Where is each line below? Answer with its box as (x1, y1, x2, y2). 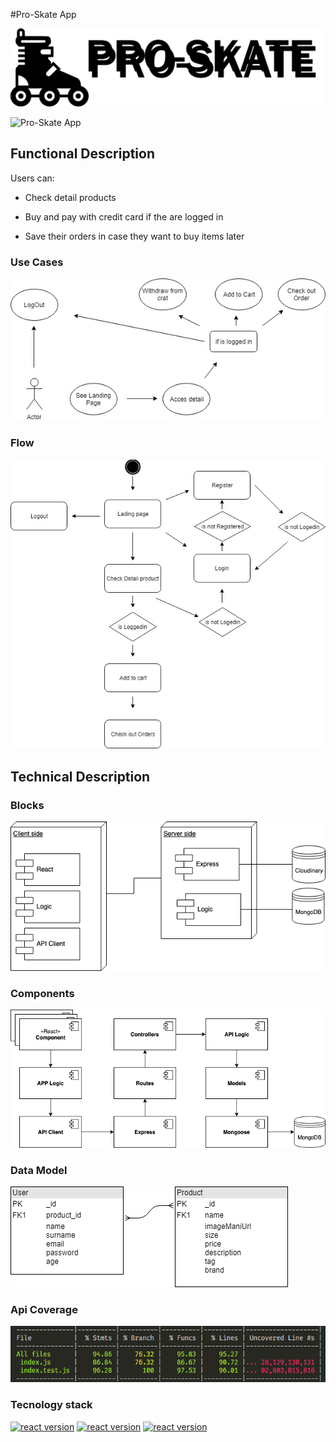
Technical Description (10, 768, 151, 785)
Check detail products (24, 191, 117, 203)
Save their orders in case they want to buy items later (24, 230, 245, 242)
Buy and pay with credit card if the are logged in (24, 210, 224, 223)
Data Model (10, 1163, 68, 1177)
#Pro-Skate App (10, 9, 77, 20)
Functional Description (10, 145, 156, 163)
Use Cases (10, 255, 64, 269)
